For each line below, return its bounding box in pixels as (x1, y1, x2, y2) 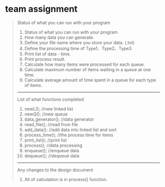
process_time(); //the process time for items (24, 132, 113, 138)
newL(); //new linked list (24, 106, 74, 111)
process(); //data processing (24, 142, 82, 148)
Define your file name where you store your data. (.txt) (24, 39, 135, 45)
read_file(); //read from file (24, 121, 78, 127)
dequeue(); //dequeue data (24, 153, 80, 159)
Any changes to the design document (17, 167, 93, 173)
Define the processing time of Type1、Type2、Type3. (24, 45, 133, 51)
